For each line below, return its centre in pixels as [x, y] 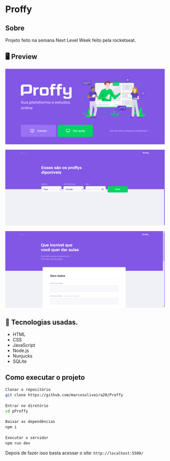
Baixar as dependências [30, 422]
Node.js [21, 350]
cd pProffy [17, 411]
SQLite [19, 362]
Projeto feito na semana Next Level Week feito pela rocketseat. [71, 40]
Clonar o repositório [28, 389]
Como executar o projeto [45, 377]
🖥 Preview [21, 57]
